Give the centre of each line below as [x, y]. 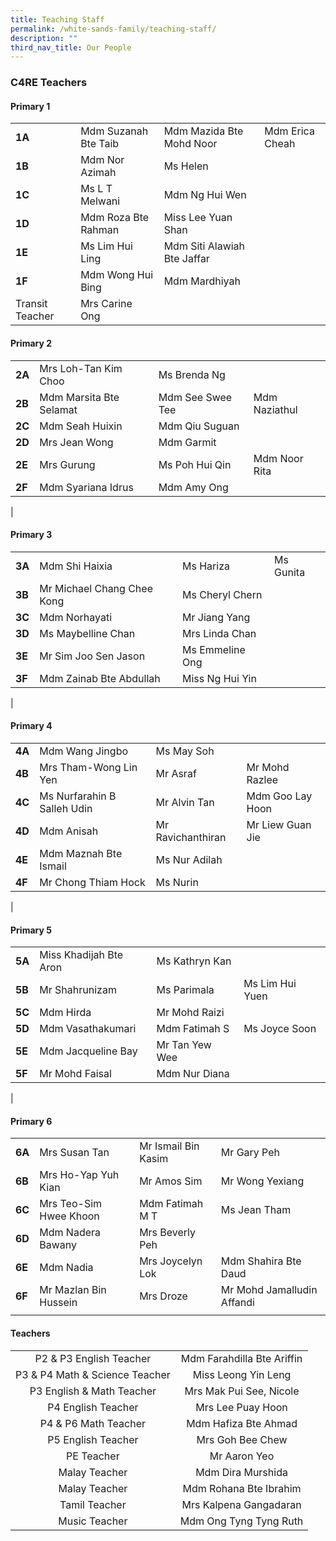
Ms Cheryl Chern [222, 594]
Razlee [262, 779]
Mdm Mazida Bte [203, 131]
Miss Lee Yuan [198, 218]
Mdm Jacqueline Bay [88, 1051]
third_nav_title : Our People [71, 47]
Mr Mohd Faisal [75, 1074]
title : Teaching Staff [57, 19]
